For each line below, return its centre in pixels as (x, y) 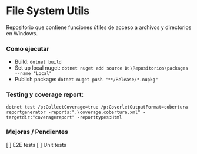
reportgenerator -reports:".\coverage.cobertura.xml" (74, 112)
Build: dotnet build (38, 62)
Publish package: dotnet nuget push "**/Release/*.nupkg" (86, 79)
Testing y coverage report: (45, 94)
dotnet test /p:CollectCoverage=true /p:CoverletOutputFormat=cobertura (97, 107)
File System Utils (48, 11)
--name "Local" (33, 74)
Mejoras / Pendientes (37, 132)
